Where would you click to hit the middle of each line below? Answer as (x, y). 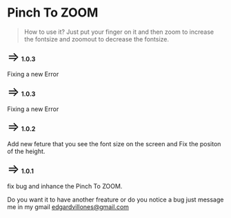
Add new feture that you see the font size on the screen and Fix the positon (114, 143)
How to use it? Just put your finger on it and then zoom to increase (119, 32)
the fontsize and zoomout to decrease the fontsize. (96, 39)
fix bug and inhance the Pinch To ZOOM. (65, 186)
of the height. (26, 151)
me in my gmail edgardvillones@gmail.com (68, 207)
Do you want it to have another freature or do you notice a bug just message (115, 199)
